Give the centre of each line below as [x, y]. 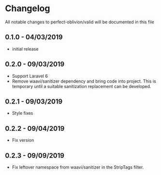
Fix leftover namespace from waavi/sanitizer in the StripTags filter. [78, 167]
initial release [25, 49]
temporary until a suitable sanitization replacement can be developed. [81, 86]
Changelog [28, 9]
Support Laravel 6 [30, 76]
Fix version [23, 140]
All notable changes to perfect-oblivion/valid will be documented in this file [80, 22]
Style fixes [22, 113]
